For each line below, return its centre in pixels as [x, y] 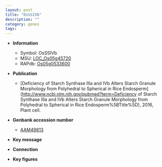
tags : [11, 29]
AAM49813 [32, 130]
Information [25, 43]
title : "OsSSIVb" [24, 15]
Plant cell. [30, 110]
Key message [27, 140]
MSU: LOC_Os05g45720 [46, 58]
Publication [25, 73]
